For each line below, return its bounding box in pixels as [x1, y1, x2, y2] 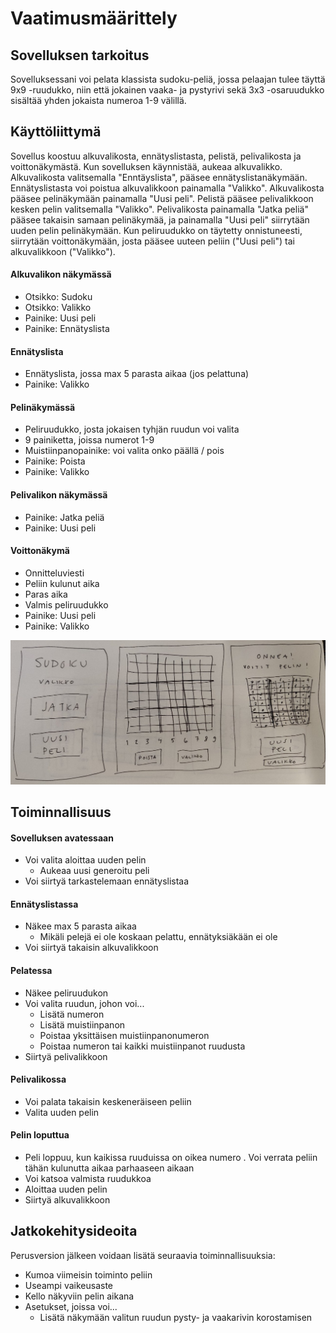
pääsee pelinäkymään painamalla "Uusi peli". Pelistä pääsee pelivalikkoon [10, 192, 314, 204]
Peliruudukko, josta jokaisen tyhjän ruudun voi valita [24, 423, 240, 436]
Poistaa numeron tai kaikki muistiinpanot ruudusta [39, 1040, 246, 1052]
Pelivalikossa [10, 1073, 67, 1086]
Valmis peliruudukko [24, 598, 109, 611]
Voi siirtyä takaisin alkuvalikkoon [24, 942, 159, 954]
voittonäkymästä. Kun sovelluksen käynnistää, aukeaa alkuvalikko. [10, 160, 283, 172]
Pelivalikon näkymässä [10, 489, 108, 501]
